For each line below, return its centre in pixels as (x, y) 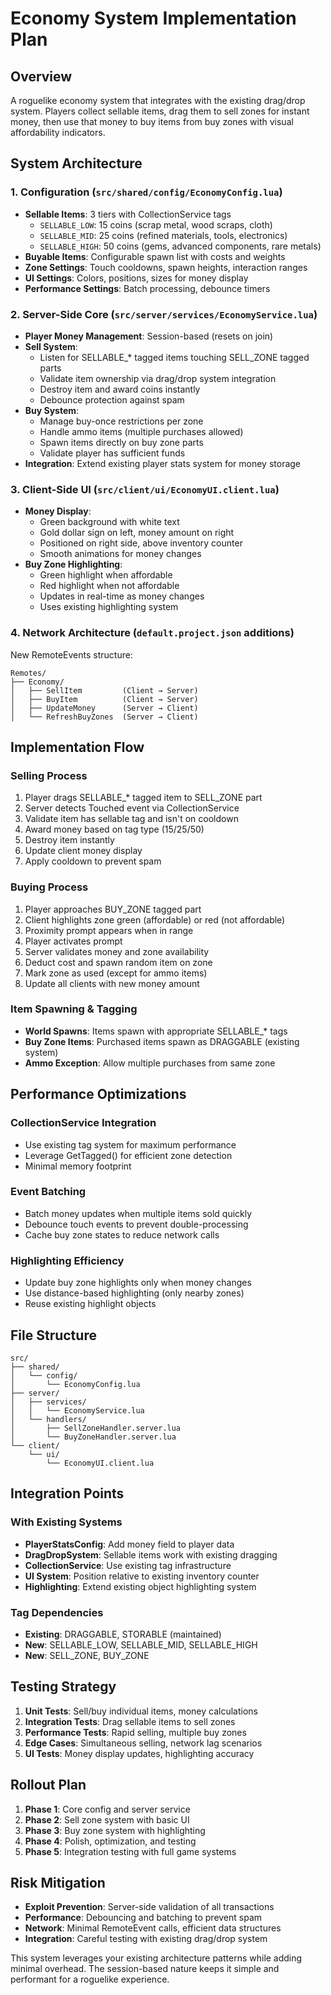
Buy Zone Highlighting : (73, 564)
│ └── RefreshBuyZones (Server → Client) (104, 717)
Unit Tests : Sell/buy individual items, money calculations (141, 1711)
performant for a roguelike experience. (90, 1979)
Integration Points (67, 1493)
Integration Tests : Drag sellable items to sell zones (130, 1721)
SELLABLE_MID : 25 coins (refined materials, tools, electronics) (163, 235)
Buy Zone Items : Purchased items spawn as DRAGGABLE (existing (162, 1041)
